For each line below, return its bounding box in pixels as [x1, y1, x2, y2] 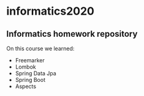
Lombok [15, 63, 37, 70]
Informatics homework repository [6, 29, 138, 39]
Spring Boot [15, 76, 46, 83]
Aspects [15, 83, 37, 90]
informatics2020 [6, 4, 95, 18]
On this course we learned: [6, 45, 75, 52]
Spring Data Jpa [15, 70, 56, 77]
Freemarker [15, 57, 45, 64]
